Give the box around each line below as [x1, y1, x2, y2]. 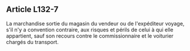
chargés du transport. [6, 38, 59, 45]
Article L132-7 [6, 5, 59, 14]
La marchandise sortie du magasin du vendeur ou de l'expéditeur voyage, [6, 20, 185, 27]
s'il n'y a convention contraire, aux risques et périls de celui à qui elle [6, 26, 174, 33]
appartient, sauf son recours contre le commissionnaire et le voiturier [6, 32, 174, 39]
